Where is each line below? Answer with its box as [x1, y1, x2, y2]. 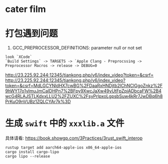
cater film [5, 3, 46, 15]
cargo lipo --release [5, 154, 50, 159]
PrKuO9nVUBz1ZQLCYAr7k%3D [5, 98, 71, 104]
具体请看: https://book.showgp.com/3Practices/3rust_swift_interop [5, 135, 142, 141]
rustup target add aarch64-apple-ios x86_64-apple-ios [5, 145, 122, 150]
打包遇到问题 [5, 28, 58, 39]
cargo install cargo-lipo [5, 149, 59, 154]
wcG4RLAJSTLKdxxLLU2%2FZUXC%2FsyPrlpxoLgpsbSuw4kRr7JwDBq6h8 [5, 93, 163, 99]
